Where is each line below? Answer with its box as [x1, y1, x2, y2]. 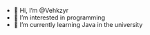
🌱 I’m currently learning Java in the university [13, 21, 143, 28]
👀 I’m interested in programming [13, 13, 106, 22]
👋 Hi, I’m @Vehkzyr [13, 7, 69, 14]
